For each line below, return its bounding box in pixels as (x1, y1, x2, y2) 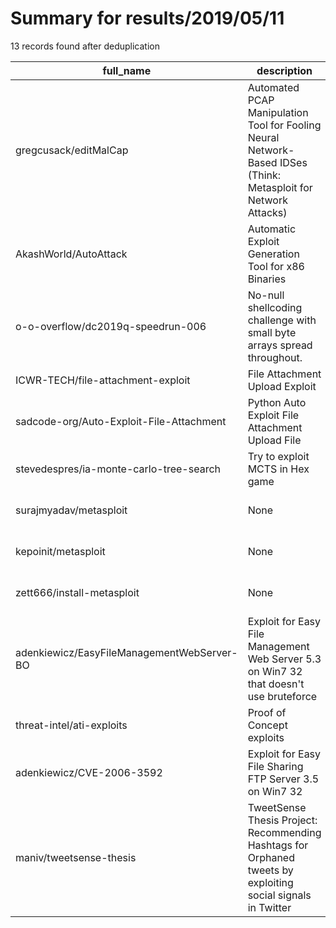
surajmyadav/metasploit (15, 503, 128, 517)
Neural (247, 130, 280, 144)
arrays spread (247, 338, 313, 352)
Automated (247, 80, 300, 94)
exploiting (247, 875, 294, 889)
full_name (102, 63, 152, 77)
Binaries (247, 272, 287, 286)
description (256, 63, 313, 77)
